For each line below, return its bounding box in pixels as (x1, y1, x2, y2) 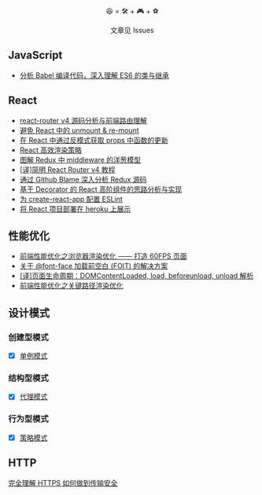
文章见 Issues (109, 26, 155, 35)
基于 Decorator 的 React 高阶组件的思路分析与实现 (19, 184, 183, 194)
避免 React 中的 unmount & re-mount (19, 125, 139, 135)
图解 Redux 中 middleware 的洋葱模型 (19, 155, 142, 164)
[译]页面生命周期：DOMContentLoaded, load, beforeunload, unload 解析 (19, 271, 254, 280)
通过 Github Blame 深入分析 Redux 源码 (19, 174, 147, 184)
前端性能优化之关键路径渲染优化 (19, 281, 124, 291)
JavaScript (8, 49, 63, 62)
